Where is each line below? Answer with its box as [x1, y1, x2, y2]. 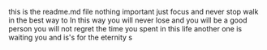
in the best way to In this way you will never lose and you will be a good [8, 15, 248, 25]
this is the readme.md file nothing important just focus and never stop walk [8, 7, 259, 16]
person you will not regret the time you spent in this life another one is [8, 24, 242, 33]
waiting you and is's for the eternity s [8, 32, 132, 42]
